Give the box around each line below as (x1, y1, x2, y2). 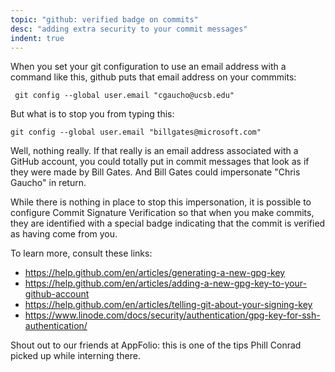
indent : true (10, 33, 65, 43)
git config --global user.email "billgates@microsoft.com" (10, 127, 262, 138)
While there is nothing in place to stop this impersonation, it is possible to (10, 196, 312, 208)
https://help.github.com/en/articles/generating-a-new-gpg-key (24, 267, 286, 279)
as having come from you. (10, 228, 118, 240)
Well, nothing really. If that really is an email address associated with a (10, 145, 299, 157)
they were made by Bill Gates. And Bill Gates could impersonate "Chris (10, 166, 301, 178)
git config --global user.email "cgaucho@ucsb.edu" (14, 91, 235, 101)
